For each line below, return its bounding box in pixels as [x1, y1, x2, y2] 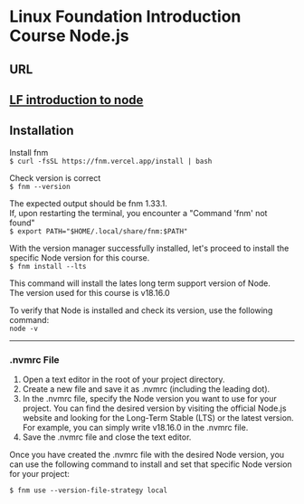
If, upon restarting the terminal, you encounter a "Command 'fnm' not [9, 207, 268, 218]
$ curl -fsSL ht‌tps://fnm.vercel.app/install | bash [9, 157, 213, 166]
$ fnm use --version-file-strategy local [9, 486, 168, 495]
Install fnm [9, 147, 49, 157]
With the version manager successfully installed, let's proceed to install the [9, 242, 290, 253]
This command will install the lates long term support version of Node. [9, 278, 271, 289]
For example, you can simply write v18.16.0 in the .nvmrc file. [22, 423, 249, 433]
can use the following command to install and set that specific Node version [9, 459, 292, 470]
